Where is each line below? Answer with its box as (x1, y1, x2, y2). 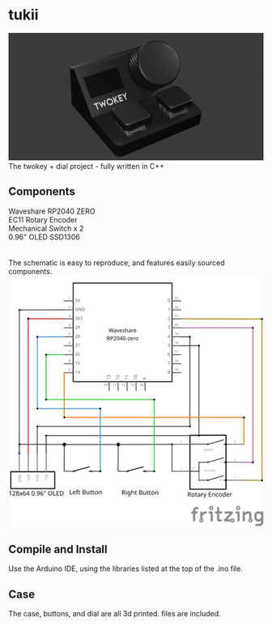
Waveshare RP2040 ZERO (8, 206, 96, 216)
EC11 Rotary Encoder (8, 214, 79, 224)
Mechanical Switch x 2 (8, 223, 84, 233)
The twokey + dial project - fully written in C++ (8, 161, 164, 171)
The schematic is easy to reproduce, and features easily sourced (8, 257, 225, 268)
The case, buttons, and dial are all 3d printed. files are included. (8, 608, 221, 618)
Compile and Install (8, 542, 108, 556)
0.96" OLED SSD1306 (8, 232, 81, 242)
